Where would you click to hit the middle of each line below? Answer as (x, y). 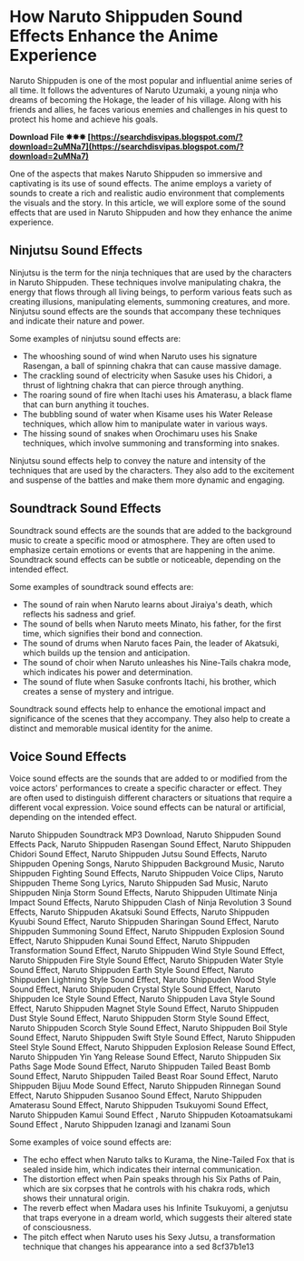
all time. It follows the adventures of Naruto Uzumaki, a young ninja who (144, 90)
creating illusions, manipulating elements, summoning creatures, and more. (150, 301)
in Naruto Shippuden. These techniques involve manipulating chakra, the (145, 282)
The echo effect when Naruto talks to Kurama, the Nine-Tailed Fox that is (158, 1160)
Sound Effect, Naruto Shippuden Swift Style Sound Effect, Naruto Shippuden (152, 1037)
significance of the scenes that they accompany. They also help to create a (150, 718)
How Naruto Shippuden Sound (126, 17)
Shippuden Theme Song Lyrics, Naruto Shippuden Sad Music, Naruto (139, 883)
